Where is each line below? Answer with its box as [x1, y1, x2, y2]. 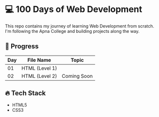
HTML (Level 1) [21, 65, 57, 72]
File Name [27, 57, 51, 63]
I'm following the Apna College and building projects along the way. [5, 28, 140, 34]
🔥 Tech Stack [5, 89, 46, 97]
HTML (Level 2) [21, 73, 57, 79]
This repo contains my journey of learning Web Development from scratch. [5, 23, 154, 29]
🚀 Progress [5, 42, 39, 51]
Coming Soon [62, 73, 93, 79]
